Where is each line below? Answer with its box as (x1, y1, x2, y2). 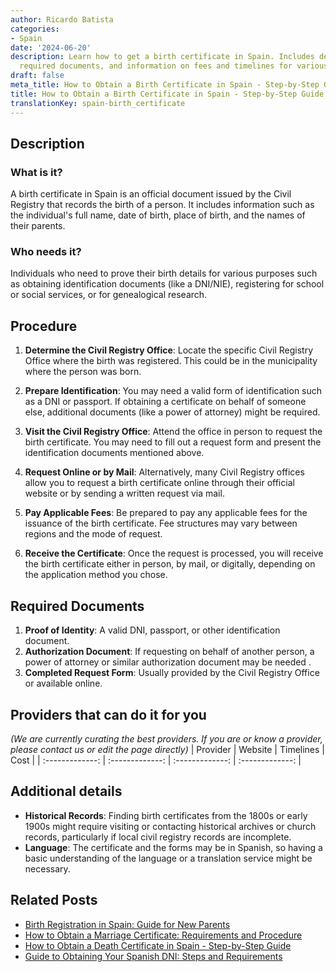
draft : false (10, 71, 65, 81)
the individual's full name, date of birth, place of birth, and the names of (10, 209, 306, 221)
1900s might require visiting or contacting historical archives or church (24, 820, 317, 832)
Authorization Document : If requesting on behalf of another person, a (24, 646, 315, 658)
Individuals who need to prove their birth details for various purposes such (10, 267, 318, 280)
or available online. (24, 677, 103, 690)
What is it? (10, 165, 63, 179)
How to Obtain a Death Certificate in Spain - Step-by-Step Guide (24, 939, 292, 951)
